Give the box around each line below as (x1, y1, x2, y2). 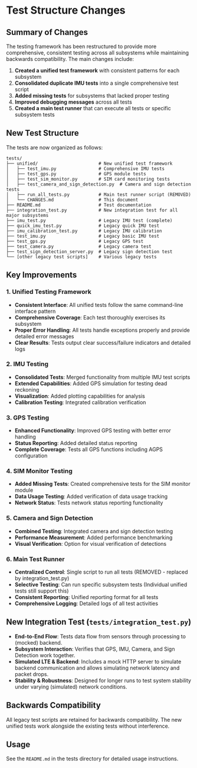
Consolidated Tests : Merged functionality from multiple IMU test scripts (14, 373, 191, 380)
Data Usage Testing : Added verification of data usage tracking (14, 493, 168, 500)
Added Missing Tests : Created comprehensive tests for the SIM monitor (14, 481, 191, 488)
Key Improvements (6, 270, 77, 280)
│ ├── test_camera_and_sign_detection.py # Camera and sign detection (6, 181, 192, 187)
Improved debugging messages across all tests (14, 98, 133, 105)
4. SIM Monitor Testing (6, 467, 73, 475)
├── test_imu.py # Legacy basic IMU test (6, 233, 160, 239)
